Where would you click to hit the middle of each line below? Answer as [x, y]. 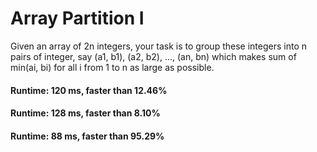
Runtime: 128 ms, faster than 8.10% [85, 113]
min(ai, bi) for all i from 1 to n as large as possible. [112, 67]
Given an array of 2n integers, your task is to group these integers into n [158, 46]
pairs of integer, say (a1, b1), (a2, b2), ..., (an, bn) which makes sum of [153, 56]
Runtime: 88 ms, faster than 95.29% [87, 136]
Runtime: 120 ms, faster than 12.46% [89, 90]
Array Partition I [77, 18]
